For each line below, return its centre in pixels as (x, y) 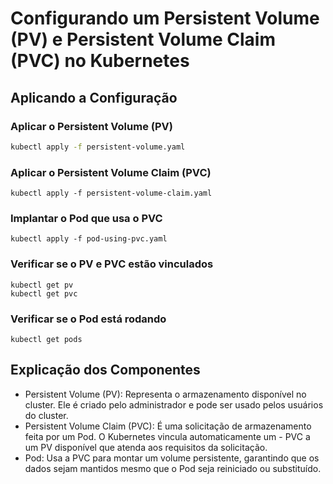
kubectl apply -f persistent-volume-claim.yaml (111, 193)
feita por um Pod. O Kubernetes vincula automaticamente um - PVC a (167, 436)
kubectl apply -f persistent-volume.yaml (98, 147)
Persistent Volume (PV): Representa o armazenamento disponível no (165, 394)
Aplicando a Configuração (94, 97)
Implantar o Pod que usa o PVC (86, 218)
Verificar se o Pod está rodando (88, 319)
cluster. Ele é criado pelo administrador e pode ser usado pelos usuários (174, 404)
